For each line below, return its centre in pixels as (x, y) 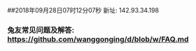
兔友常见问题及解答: (41, 30)
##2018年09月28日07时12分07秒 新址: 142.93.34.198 (83, 10)
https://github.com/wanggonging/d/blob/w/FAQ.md (98, 39)
